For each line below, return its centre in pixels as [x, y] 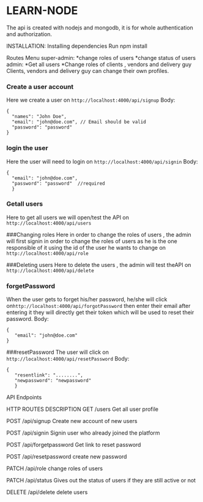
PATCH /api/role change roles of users [54, 468]
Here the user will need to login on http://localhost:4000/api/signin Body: [102, 161]
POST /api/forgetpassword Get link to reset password [74, 445]
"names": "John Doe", [39, 117]
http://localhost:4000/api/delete [50, 271]
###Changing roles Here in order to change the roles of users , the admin [99, 234]
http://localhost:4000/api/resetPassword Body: [68, 359]
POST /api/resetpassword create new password [67, 457]
